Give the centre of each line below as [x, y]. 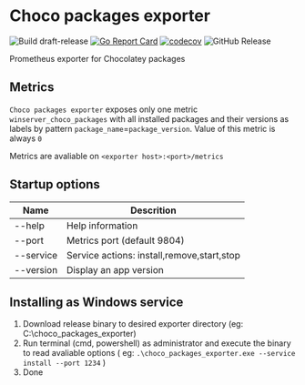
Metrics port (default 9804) [126, 240]
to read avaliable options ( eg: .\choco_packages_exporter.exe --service [159, 353]
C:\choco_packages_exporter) [79, 334]
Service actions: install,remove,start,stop [154, 255]
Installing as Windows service [97, 302]
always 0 [26, 138]
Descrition [153, 210]
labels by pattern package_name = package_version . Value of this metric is [142, 128]
